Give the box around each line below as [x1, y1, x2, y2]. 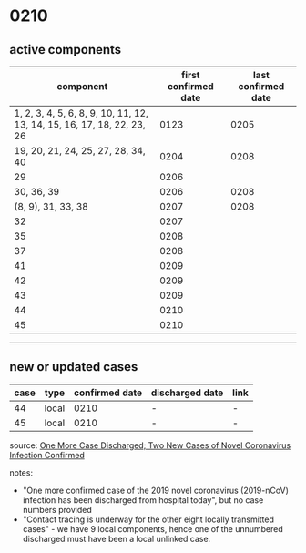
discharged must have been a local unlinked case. [22, 533, 211, 544]
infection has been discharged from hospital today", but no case [22, 494, 264, 506]
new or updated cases [9, 359, 138, 374]
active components [9, 42, 122, 57]
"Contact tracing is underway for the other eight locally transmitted [22, 514, 275, 525]
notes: [9, 466, 34, 478]
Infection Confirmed [9, 449, 85, 460]
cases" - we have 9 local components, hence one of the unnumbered [22, 523, 284, 534]
